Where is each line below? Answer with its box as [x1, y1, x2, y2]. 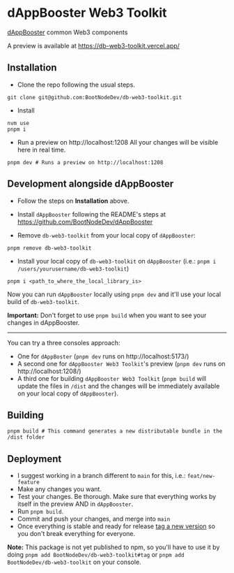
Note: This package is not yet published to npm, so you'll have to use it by [7, 543, 220, 551]
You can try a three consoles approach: [7, 338, 120, 347]
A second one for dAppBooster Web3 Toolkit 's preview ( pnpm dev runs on [17, 359, 226, 368]
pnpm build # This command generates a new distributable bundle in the [7, 428, 223, 435]
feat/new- [187, 473, 216, 480]
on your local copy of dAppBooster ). [17, 389, 118, 398]
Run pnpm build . [17, 507, 64, 516]
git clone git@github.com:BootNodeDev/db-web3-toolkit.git [7, 94, 182, 101]
